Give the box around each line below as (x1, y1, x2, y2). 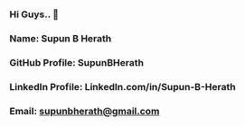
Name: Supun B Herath (9, 31, 112, 44)
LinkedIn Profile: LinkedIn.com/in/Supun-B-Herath (9, 80, 237, 93)
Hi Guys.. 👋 (9, 8, 60, 21)
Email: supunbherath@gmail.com (9, 104, 160, 117)
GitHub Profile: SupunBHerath (9, 56, 145, 68)
